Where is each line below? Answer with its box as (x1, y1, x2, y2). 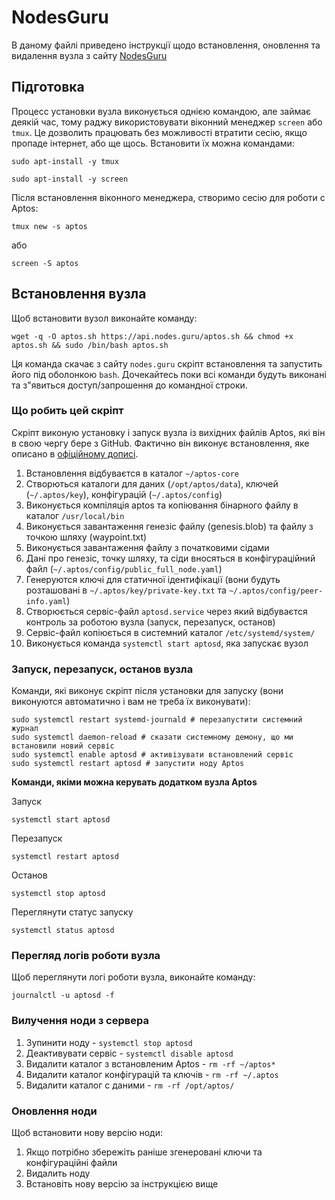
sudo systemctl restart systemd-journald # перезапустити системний (11, 715, 303, 725)
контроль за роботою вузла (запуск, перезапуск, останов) (25, 616, 276, 628)
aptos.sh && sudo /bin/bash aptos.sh (11, 340, 169, 350)
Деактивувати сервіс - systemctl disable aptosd (25, 1047, 234, 1059)
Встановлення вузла (11, 286, 147, 303)
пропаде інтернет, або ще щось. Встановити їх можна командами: (11, 137, 295, 149)
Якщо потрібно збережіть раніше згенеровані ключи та (25, 1146, 263, 1158)
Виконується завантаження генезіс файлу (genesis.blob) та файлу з (25, 520, 314, 532)
